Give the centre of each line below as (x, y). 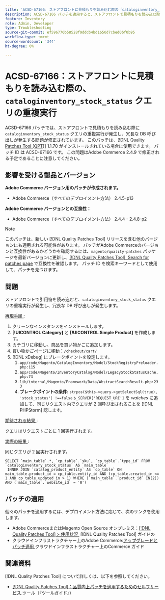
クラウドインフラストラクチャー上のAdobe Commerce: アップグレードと (85, 540)
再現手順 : (15, 316)
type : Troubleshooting (28, 28)
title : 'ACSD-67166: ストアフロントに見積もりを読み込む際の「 (64, 10)
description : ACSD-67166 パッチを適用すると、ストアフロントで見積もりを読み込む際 (83, 14)
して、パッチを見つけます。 (33, 270)
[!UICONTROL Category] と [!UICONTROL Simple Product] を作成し (82, 333)
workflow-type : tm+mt (27, 37)
